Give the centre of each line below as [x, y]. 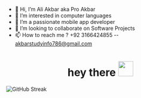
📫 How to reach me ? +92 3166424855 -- [67, 35]
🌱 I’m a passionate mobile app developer [65, 22]
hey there [92, 73]
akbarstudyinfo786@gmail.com [53, 44]
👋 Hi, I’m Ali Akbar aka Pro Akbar [55, 9]
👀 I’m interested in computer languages [63, 16]
